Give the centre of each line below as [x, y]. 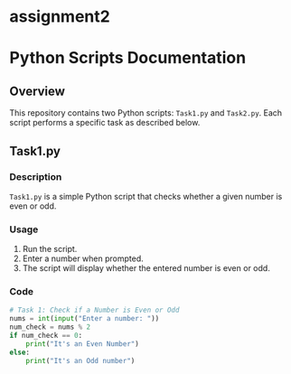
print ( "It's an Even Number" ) [83, 344]
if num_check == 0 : [46, 336]
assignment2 [60, 17]
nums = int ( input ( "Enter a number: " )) [84, 319]
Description [36, 176]
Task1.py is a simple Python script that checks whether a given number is [146, 196]
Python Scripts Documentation [128, 58]
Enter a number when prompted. [83, 258]
